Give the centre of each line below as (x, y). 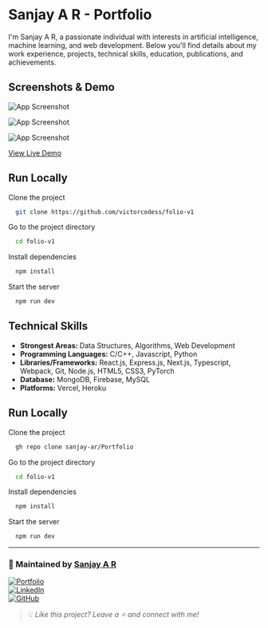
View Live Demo (35, 152)
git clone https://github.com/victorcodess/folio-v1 (105, 212)
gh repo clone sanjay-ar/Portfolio (75, 447)
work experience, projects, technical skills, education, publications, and (126, 53)
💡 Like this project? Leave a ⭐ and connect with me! (113, 614)
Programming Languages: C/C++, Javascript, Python (108, 353)
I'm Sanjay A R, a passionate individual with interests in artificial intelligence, (134, 37)
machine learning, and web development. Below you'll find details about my (132, 45)
